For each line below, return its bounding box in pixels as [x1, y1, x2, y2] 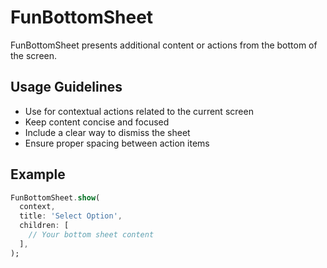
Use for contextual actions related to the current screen [24, 105, 254, 117]
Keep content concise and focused [24, 116, 170, 128]
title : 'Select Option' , [19, 211, 123, 221]
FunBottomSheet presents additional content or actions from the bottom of [10, 39, 318, 51]
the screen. [10, 49, 58, 61]
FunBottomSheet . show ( [10, 192, 101, 203]
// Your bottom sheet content [28, 230, 155, 240]
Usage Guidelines [10, 79, 123, 96]
